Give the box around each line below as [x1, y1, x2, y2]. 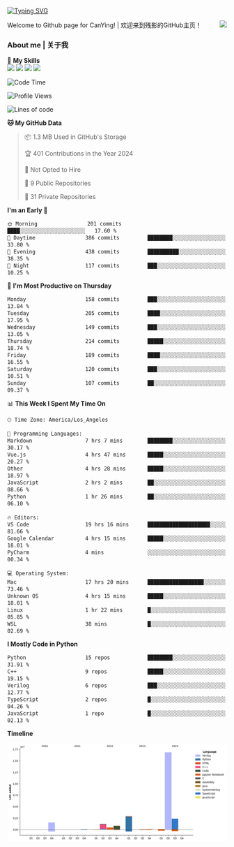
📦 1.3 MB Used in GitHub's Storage [24, 133, 127, 141]
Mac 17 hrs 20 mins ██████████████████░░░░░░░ [7, 579, 226, 586]
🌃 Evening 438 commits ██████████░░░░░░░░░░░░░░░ [7, 249, 226, 256]
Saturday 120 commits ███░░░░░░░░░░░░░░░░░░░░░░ [7, 366, 226, 373]
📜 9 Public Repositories [24, 179, 91, 188]
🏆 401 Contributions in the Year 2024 [24, 149, 134, 158]
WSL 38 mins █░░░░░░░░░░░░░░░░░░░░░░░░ [7, 621, 226, 628]
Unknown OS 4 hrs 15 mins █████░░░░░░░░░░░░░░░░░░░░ [7, 593, 226, 600]
